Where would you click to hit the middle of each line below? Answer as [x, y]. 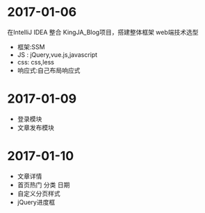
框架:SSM [31, 46]
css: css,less [35, 62]
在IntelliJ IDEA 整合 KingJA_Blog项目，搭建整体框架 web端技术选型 [103, 32]
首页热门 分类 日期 [43, 185]
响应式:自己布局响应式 [49, 70]
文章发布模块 [35, 127]
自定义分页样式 [39, 193]
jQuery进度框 [36, 202]
